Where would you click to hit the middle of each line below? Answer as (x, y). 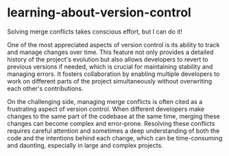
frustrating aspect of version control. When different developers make (106, 109)
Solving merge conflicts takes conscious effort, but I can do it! (95, 31)
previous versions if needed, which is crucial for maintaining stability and (110, 66)
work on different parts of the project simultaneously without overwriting (110, 81)
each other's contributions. (45, 88)
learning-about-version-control (99, 13)
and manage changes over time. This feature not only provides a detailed (110, 52)
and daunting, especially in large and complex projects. (85, 145)
